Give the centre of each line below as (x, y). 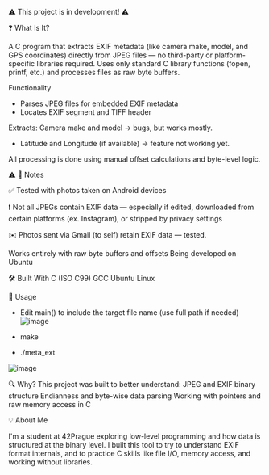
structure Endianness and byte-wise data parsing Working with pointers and (135, 396)
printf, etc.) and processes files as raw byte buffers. (94, 72)
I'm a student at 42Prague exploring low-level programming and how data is (134, 436)
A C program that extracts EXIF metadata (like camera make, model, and (128, 46)
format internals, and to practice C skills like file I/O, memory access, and (130, 453)
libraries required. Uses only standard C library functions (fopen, (144, 63)
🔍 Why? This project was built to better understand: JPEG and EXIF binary (132, 384)
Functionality (30, 88)
